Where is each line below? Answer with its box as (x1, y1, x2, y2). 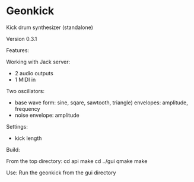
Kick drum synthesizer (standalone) (6, 24, 94, 31)
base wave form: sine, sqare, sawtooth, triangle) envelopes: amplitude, (14, 99, 189, 106)
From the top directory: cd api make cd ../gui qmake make (6, 157, 148, 164)
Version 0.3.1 (6, 35, 37, 42)
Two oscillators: (6, 87, 45, 94)
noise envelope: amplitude (14, 111, 79, 119)
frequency (14, 105, 40, 112)
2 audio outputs (14, 69, 53, 76)
